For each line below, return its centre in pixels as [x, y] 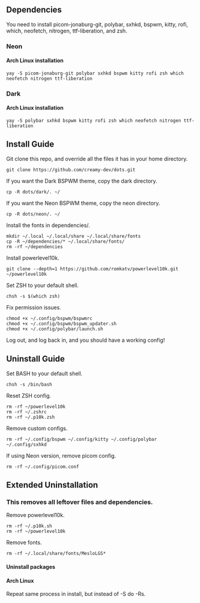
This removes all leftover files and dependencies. [80, 502]
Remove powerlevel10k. [35, 515]
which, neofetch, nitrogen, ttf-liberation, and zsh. [67, 31]
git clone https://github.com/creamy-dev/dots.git [71, 170]
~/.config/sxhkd [26, 444]
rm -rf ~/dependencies [35, 247]
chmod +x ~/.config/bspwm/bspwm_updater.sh [62, 324]
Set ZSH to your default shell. [43, 285]
